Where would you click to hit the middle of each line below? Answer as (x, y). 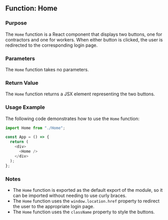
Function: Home (31, 8)
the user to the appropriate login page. (54, 206)
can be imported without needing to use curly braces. (70, 195)
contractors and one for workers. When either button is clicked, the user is (84, 39)
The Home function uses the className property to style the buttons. (84, 212)
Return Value (22, 83)
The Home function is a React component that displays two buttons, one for (84, 34)
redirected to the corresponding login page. (51, 45)
